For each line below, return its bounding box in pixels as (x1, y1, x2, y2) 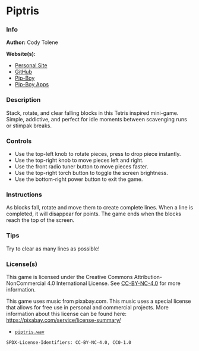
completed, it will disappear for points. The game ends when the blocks (6, 210, 181, 218)
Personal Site (14, 62, 48, 69)
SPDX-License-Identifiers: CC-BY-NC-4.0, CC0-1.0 (6, 339, 132, 346)
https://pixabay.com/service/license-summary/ (6, 316, 121, 324)
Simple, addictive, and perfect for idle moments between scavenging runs (6, 115, 187, 123)
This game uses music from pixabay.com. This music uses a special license (6, 297, 191, 305)
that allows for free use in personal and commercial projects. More (6, 303, 169, 311)
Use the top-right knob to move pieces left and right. (14, 156, 144, 164)
